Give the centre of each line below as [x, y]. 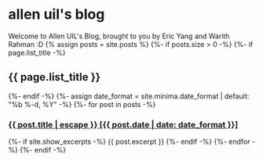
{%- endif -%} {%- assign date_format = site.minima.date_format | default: [129, 96]
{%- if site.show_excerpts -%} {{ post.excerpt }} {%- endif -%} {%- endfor [129, 141]
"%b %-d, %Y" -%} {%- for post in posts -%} [82, 104]
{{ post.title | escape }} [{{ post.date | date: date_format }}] [123, 124]
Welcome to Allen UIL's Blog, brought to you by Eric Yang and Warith [119, 36]
